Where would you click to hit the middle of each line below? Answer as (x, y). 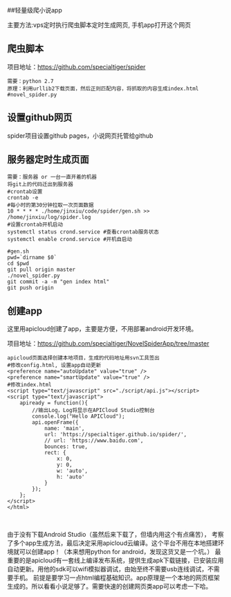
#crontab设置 (25, 192)
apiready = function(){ (54, 403)
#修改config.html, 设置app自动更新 (54, 366)
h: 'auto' (71, 477)
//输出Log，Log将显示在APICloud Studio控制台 (93, 411)
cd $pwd (18, 264)
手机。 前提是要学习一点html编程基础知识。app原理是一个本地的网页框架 (116, 578)
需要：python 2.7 (30, 81)
